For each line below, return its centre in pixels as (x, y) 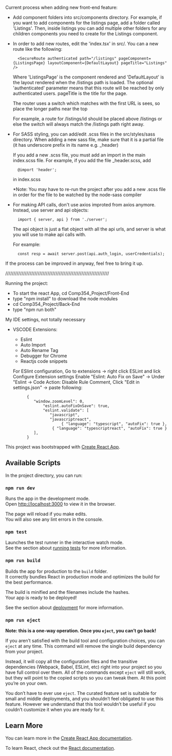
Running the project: (27, 283)
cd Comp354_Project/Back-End (46, 304)
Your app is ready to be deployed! (41, 597)
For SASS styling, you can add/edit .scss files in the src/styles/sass (84, 134)
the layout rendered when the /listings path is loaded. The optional (83, 82)
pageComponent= (135, 59)
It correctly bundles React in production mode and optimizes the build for (83, 576)
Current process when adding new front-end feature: (62, 7)
